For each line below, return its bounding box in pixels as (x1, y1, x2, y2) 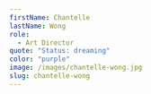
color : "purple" (9, 55, 70, 64)
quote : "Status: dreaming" (9, 47, 111, 56)
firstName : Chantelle (9, 13, 91, 22)
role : (9, 30, 30, 38)
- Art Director (17, 38, 75, 47)
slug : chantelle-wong (9, 72, 91, 81)
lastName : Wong (9, 21, 67, 30)
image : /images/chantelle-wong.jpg (9, 64, 143, 73)
